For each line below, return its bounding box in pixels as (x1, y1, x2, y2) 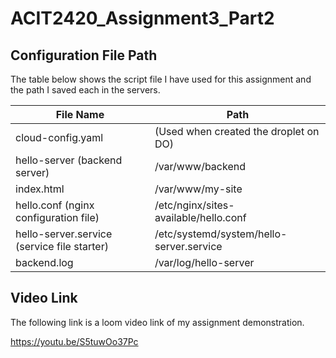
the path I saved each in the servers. (10, 84, 161, 96)
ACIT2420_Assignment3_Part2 (10, 7, 275, 30)
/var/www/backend (154, 160, 246, 173)
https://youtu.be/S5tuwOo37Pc (10, 335, 139, 347)
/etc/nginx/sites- (154, 198, 235, 212)
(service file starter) (15, 240, 109, 253)
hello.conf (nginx (15, 198, 95, 212)
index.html (15, 182, 65, 196)
